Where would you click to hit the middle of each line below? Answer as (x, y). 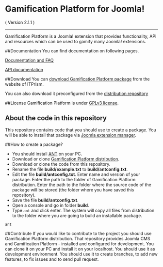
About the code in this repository (56, 118)
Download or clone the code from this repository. (61, 164)
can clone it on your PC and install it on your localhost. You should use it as (80, 249)
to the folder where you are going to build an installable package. (77, 215)
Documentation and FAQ (30, 60)
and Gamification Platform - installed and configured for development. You (80, 244)
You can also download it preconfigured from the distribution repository (77, 94)
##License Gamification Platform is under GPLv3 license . (62, 103)
